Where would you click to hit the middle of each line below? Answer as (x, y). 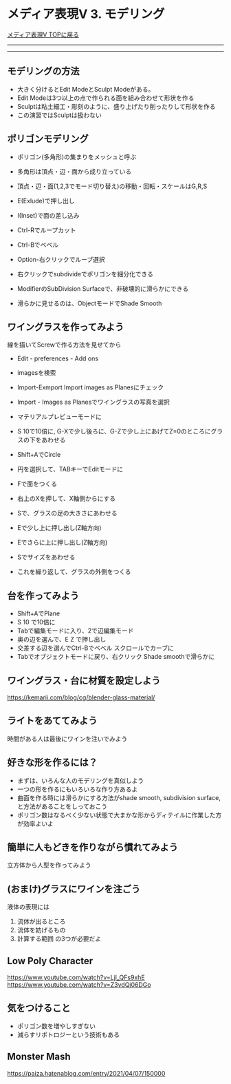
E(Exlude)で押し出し (46, 201)
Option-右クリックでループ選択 (61, 259)
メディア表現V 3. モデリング (86, 14)
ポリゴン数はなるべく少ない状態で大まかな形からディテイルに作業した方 (119, 815)
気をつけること (39, 1008)
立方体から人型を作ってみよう (49, 865)
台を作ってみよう (43, 596)
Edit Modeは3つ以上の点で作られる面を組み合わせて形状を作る (106, 98)
